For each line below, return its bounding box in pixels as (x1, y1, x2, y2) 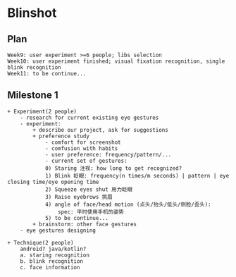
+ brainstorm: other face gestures (32, 221, 137, 228)
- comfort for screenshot (44, 139, 121, 146)
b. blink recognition (20, 257, 83, 265)
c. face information (20, 264, 80, 271)
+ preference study (32, 133, 90, 140)
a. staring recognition (20, 252, 90, 259)
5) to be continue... (44, 214, 109, 221)
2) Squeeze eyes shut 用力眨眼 (44, 185, 132, 193)
